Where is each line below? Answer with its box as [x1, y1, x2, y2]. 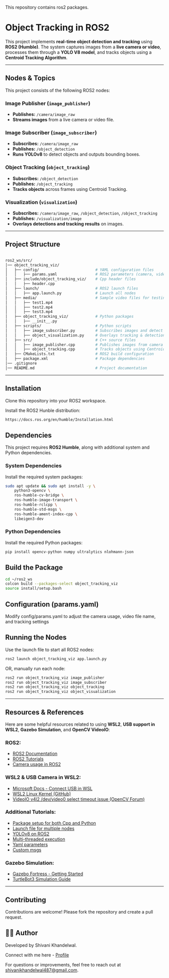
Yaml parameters [12, 841, 48, 848]
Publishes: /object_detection [12, 146, 75, 152]
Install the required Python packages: [5, 539, 83, 545]
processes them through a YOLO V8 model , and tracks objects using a [5, 49, 152, 55]
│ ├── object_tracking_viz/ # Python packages [5, 314, 134, 319]
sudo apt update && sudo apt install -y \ [5, 483, 96, 488]
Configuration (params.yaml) [5, 600, 99, 608]
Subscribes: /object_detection [12, 175, 78, 181]
